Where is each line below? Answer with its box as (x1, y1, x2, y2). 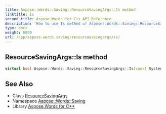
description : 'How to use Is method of (5, 21, 87, 26)
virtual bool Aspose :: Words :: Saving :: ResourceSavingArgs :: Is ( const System (5, 66, 163, 71)
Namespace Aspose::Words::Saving (12, 98, 85, 104)
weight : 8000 (5, 30, 32, 35)
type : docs (5, 26, 28, 31)
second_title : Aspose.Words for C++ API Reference (5, 16, 112, 21)
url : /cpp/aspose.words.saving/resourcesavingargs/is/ (5, 35, 121, 40)
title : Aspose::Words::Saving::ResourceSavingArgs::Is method (5, 7, 136, 12)
